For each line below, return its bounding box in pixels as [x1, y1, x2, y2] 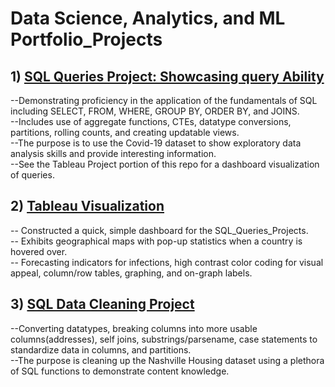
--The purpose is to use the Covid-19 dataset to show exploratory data [10, 137, 302, 149]
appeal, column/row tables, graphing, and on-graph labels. [10, 267, 253, 279]
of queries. [10, 169, 55, 181]
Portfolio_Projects [10, 28, 163, 51]
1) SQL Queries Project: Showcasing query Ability [10, 68, 325, 85]
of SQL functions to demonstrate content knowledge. [10, 365, 230, 377]
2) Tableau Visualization [10, 198, 165, 215]
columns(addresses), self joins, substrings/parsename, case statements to [10, 333, 318, 345]
